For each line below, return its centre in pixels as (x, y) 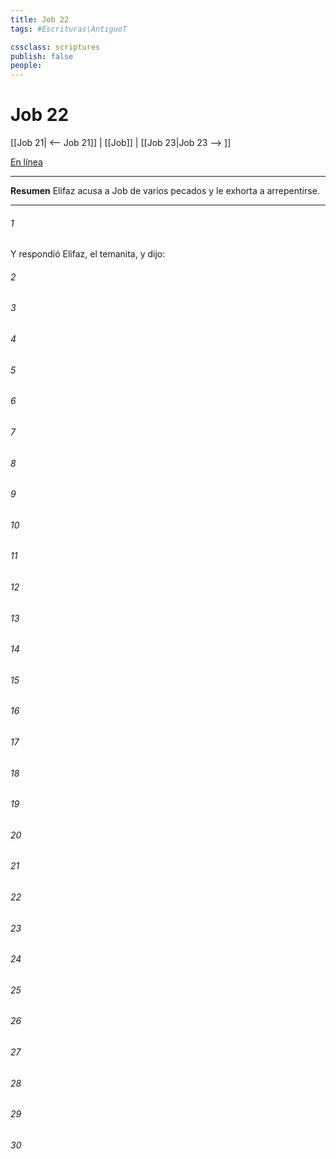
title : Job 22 (40, 19)
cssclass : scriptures (55, 47)
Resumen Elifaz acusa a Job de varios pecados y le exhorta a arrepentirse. (165, 191)
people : (26, 66)
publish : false (42, 56)
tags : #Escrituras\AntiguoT (69, 29)
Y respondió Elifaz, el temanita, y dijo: (88, 254)
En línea (26, 162)
